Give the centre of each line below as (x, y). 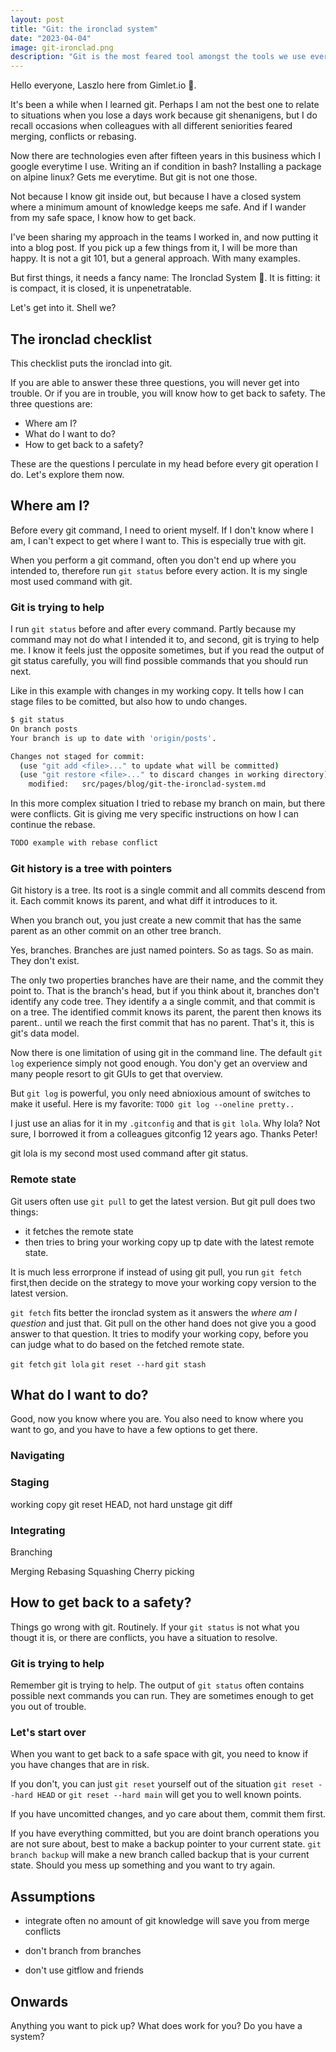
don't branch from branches (83, 1951)
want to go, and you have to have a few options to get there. (134, 1430)
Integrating (38, 1530)
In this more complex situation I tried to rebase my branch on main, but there (168, 803)
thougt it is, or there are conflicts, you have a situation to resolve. (144, 1637)
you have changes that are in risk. (80, 1765)
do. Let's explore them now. (67, 474)
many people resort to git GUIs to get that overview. (116, 1074)
